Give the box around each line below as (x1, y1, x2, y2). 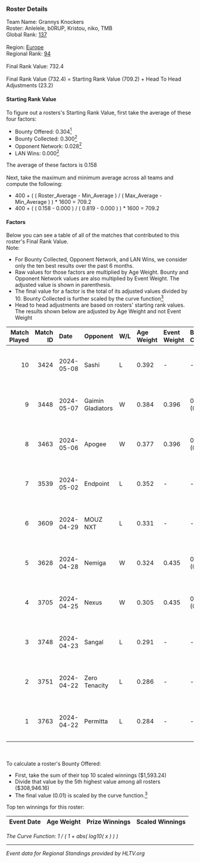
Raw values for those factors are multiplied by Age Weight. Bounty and (14, 268, 189, 276)
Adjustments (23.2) (6, 82, 54, 89)
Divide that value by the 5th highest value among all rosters (14, 778, 161, 785)
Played (9, 335, 29, 344)
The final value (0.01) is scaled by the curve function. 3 (14, 791, 148, 799)
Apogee (84, 440, 107, 448)
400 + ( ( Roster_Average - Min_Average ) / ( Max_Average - (14, 192, 162, 199)
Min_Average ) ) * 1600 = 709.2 (14, 198, 92, 206)
